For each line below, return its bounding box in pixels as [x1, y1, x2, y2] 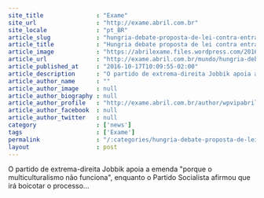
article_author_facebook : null [8, 107, 118, 115]
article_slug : [8, 33, 101, 42]
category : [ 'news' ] [8, 121, 132, 129]
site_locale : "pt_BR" [8, 26, 128, 34]
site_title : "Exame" [8, 11, 128, 20]
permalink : [8, 135, 101, 144]
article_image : [8, 48, 101, 56]
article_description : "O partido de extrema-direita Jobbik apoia [8, 70, 251, 78]
